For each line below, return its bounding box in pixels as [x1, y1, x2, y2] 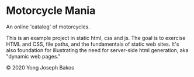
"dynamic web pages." [6, 53, 61, 60]
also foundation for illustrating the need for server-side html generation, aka [6, 46, 189, 53]
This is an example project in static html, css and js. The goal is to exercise [6, 34, 186, 41]
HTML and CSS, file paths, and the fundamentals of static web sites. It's [6, 41, 179, 47]
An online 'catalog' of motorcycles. [6, 23, 91, 30]
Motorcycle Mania [6, 4, 96, 17]
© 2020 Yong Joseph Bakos [6, 64, 74, 71]
